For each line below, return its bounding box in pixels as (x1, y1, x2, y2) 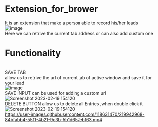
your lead (5, 80, 25, 85)
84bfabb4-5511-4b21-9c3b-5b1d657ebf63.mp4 (5, 116, 103, 122)
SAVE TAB (5, 69, 26, 75)
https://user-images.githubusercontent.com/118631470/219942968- (5, 111, 145, 117)
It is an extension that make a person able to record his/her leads (5, 20, 138, 26)
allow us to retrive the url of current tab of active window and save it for (5, 74, 152, 80)
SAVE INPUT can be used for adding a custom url (5, 90, 106, 96)
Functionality (5, 48, 61, 59)
